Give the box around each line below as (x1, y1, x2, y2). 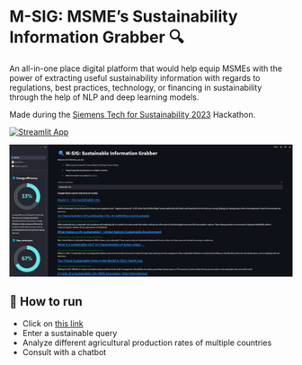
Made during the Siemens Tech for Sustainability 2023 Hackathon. (9, 109, 256, 120)
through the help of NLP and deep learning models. (9, 92, 200, 102)
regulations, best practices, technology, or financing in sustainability (9, 82, 262, 93)
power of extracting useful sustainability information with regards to (9, 72, 261, 83)
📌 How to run (9, 294, 83, 309)
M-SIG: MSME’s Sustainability (9, 6, 238, 27)
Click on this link (22, 317, 84, 329)
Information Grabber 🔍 (9, 27, 184, 48)
